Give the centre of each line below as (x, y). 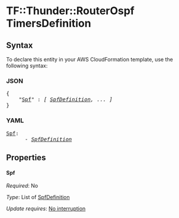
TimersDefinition (49, 23)
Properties (26, 157)
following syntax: (27, 66)
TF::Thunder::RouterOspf (71, 11)
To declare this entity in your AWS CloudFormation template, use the (89, 59)
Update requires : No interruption (46, 209)
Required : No (22, 186)
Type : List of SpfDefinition (38, 197)
